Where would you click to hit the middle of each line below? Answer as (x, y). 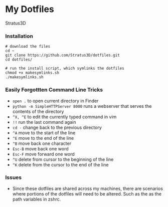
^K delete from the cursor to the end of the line (60, 164)
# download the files (28, 47)
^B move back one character (42, 143)
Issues (14, 177)
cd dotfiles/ (19, 60)
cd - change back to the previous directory (57, 127)
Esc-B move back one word (40, 148)
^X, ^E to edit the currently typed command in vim (64, 117)
